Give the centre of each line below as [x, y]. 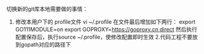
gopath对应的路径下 [46, 45]
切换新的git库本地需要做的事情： [47, 9]
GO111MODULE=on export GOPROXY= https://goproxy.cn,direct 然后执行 [106, 29]
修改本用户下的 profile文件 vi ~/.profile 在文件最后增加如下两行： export [105, 22]
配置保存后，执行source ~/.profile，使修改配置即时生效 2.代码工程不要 [104, 37]
